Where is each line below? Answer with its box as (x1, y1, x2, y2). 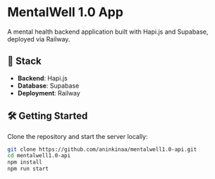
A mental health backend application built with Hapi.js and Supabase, (7, 27, 209, 36)
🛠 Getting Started (7, 110, 88, 122)
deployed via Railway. (7, 34, 70, 43)
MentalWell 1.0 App (7, 4, 123, 20)
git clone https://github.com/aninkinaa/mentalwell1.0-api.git (7, 145, 197, 153)
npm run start (7, 166, 49, 173)
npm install (7, 159, 42, 166)
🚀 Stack (7, 55, 42, 67)
